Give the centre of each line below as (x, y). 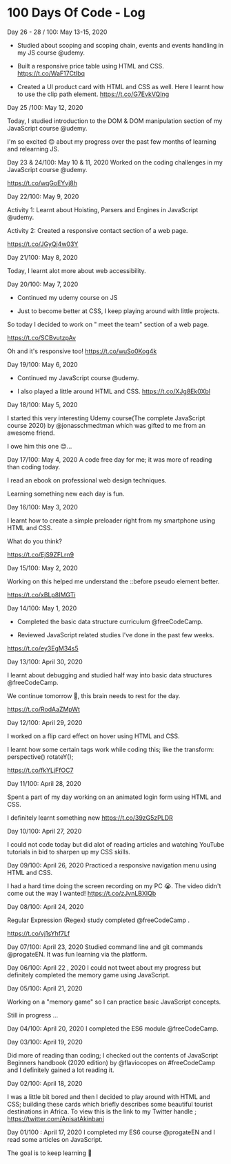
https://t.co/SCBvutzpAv (42, 337)
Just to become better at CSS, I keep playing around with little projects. (118, 311)
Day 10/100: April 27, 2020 (44, 831)
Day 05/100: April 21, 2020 (45, 988)
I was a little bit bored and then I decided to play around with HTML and (109, 1096)
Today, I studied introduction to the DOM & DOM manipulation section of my (115, 121)
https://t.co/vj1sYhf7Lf (39, 933)
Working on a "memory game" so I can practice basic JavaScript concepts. (114, 1002)
